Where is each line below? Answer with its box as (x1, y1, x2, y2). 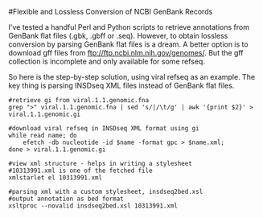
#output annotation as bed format (8, 195, 125, 203)
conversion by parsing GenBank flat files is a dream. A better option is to (8, 39, 249, 49)
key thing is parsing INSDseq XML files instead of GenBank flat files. (8, 80, 235, 90)
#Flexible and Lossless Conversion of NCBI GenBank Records (8, 7, 213, 16)
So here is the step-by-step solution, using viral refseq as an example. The (8, 72, 256, 81)
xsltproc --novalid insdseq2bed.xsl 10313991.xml (8, 202, 179, 210)
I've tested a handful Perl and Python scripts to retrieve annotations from (8, 23, 249, 31)
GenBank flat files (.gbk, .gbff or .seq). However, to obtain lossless (8, 31, 228, 40)
